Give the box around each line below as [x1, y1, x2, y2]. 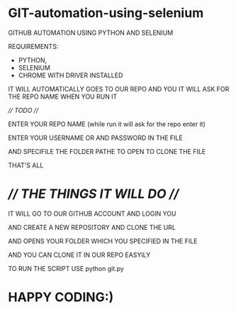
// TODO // [8, 106, 39, 114]
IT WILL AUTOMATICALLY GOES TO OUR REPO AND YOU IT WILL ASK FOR [8, 84, 230, 93]
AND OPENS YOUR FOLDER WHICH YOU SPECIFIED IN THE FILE [8, 236, 198, 245]
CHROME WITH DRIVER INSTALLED [18, 71, 123, 79]
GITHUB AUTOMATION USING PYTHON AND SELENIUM [8, 28, 174, 37]
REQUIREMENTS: [8, 42, 59, 50]
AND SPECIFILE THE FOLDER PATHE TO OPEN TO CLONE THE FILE [8, 147, 206, 155]
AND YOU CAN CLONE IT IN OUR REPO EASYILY [8, 250, 151, 259]
